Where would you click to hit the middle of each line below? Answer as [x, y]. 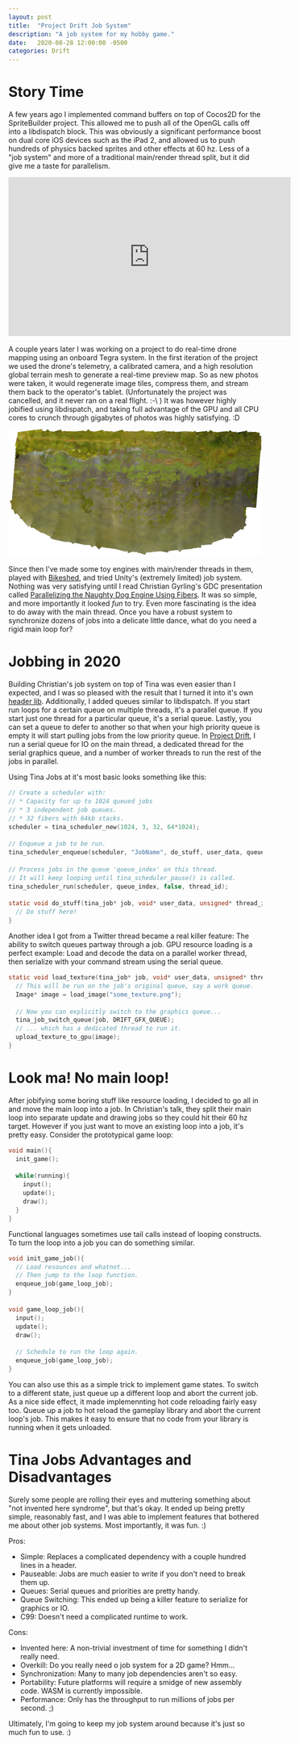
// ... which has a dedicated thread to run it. [99, 1029]
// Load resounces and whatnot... [73, 1267]
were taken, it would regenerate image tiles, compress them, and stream [129, 384]
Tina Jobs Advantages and [100, 1460]
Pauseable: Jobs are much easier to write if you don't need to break [133, 1574]
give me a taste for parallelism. [59, 166]
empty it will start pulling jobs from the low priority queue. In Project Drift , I [132, 736]
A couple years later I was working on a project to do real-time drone [123, 349]
